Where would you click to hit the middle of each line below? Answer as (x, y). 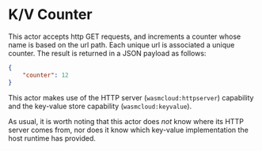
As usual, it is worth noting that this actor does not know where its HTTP (126, 121)
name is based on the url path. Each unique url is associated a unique (122, 44)
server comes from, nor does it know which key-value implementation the (129, 130)
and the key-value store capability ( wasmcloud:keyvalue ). (100, 106)
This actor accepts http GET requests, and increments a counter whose (125, 36)
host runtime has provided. (52, 138)
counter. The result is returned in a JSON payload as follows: (107, 53)
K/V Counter (50, 15)
